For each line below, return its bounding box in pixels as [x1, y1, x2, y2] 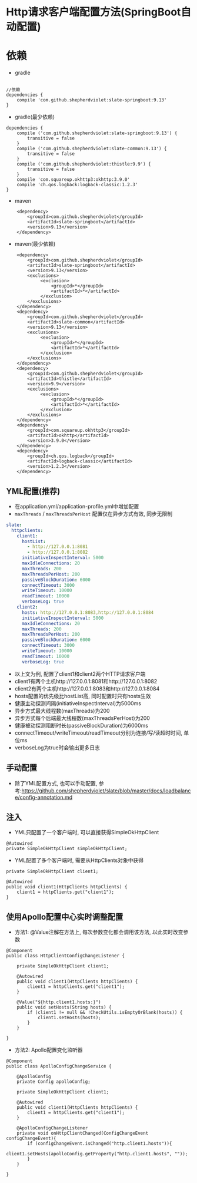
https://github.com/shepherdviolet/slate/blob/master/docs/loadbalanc [21, 787, 191, 794]
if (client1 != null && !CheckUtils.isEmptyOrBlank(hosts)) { [27, 1010, 183, 1016]
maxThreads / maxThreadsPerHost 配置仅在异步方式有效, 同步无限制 [14, 510, 172, 517]
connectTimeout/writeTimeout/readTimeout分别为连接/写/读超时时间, [14, 729, 183, 736]
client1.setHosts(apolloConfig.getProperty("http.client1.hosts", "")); [6, 1151, 188, 1157]
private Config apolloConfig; [16, 1079, 91, 1085]
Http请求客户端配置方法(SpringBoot [6, 5, 181, 19]
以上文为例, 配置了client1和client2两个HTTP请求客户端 [14, 670, 146, 678]
